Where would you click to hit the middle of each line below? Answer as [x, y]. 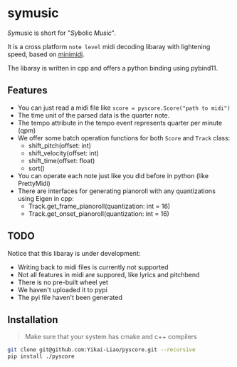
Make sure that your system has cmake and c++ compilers [111, 337]
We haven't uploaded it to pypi [63, 289]
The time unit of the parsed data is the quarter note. [94, 115]
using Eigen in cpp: [46, 198]
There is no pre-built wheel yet [63, 282]
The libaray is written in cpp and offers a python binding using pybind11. [113, 68]
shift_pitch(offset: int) [59, 145]
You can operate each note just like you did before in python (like [113, 175]
